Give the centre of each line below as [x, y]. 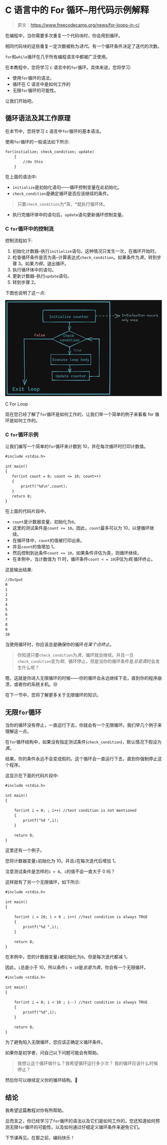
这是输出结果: [19, 570]
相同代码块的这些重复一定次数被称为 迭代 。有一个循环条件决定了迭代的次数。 [83, 46]
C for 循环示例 [22, 435]
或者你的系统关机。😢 [36, 684]
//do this [33, 162]
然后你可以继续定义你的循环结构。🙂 [42, 1080]
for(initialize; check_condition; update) [50, 152]
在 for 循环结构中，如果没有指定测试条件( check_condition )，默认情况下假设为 [83, 742]
